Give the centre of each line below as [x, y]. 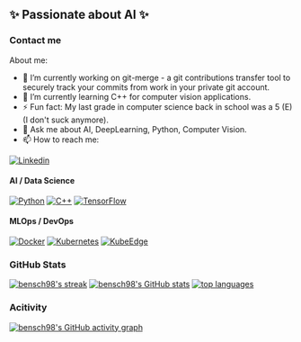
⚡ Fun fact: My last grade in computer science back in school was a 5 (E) [157, 106]
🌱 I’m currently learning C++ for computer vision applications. [137, 96]
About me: [28, 60]
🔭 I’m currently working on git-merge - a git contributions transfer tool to [156, 77]
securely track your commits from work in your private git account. [146, 87]
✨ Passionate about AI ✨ [79, 15]
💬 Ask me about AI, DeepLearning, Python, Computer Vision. [134, 129]
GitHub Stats [38, 265]
